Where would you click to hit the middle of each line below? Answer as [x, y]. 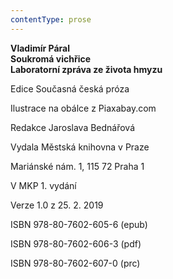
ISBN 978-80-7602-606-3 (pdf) [76, 243]
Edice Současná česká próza [70, 88]
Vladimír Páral [40, 48]
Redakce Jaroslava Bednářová [73, 127]
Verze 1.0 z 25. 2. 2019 [57, 205]
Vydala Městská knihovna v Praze [80, 147]
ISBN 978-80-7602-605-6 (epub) [79, 224]
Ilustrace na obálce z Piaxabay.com [83, 108]
